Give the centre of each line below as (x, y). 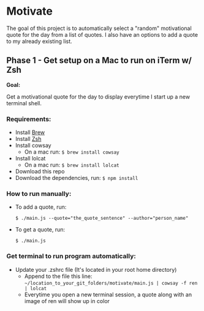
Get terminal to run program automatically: (71, 257)
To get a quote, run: (40, 230)
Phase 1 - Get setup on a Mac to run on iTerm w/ (99, 60)
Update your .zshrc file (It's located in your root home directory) (96, 269)
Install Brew (30, 132)
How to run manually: (39, 193)
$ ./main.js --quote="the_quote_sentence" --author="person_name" (102, 219)
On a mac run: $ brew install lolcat (72, 165)
